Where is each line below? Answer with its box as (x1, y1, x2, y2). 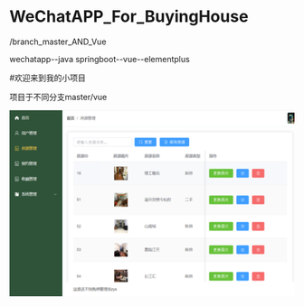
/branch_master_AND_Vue (9, 36, 107, 47)
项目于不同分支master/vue (9, 91, 108, 102)
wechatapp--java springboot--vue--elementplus (9, 53, 190, 64)
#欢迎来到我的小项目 (9, 72, 86, 83)
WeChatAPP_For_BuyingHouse (9, 6, 249, 27)
